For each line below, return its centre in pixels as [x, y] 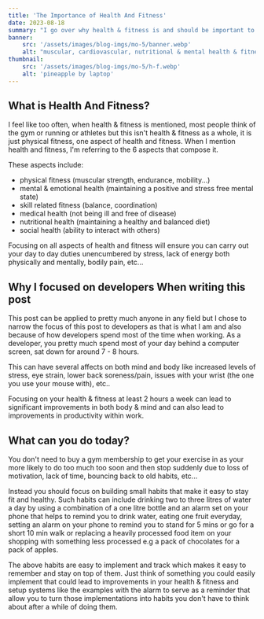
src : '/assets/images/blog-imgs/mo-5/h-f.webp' [101, 67]
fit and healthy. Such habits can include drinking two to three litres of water [130, 499]
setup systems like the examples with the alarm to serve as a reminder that [129, 590]
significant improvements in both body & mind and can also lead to [116, 407]
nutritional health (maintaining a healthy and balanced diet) [115, 222]
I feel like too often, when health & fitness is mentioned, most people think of [132, 125]
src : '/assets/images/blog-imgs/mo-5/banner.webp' [107, 45]
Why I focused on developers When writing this [127, 287]
